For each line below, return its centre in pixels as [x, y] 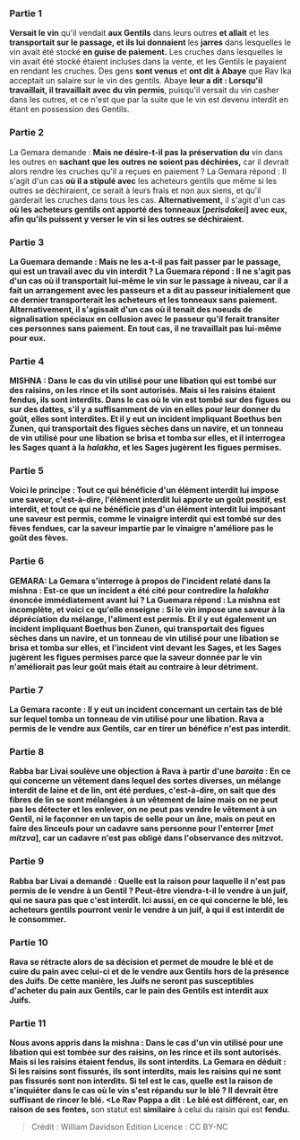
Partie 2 [27, 133]
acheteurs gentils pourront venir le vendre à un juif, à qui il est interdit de [147, 909]
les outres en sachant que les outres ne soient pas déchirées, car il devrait [149, 162]
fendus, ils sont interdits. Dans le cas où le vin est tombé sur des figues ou [150, 400]
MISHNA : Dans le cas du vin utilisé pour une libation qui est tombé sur [143, 381]
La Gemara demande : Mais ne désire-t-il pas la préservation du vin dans [146, 152]
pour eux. [28, 338]
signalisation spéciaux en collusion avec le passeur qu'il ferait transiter [145, 319]
